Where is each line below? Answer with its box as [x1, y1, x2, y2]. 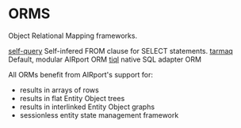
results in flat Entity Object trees [19, 93, 125, 103]
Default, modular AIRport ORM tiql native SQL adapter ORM [8, 55, 202, 64]
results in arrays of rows [19, 85, 99, 95]
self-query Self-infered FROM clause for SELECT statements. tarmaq [8, 46, 234, 55]
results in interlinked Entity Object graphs [19, 102, 155, 111]
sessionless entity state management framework [19, 110, 179, 119]
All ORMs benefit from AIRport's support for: [8, 70, 153, 79]
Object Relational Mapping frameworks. [8, 31, 137, 40]
